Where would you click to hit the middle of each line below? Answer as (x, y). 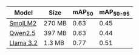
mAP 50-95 (114, 13)
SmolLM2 (23, 24)
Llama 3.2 (24, 43)
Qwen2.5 (22, 33)
